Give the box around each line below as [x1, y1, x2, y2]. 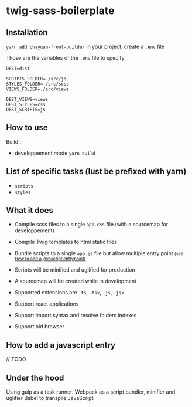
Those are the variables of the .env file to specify [6, 55, 125, 61]
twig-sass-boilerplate [6, 4, 115, 18]
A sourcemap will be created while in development [14, 277, 136, 285]
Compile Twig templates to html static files [14, 239, 117, 246]
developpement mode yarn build [14, 150, 95, 157]
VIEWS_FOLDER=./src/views [6, 86, 69, 92]
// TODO [6, 356, 26, 363]
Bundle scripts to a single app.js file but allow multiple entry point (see [14, 250, 183, 257]
